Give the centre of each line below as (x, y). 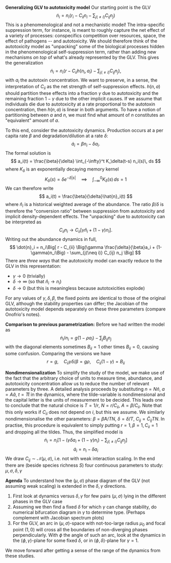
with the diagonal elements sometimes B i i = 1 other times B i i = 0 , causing (82, 348)
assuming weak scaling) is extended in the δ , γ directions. (66, 486)
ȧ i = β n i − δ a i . (86, 144)
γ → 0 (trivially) (29, 276)
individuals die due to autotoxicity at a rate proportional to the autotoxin (80, 104)
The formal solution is (28, 153)
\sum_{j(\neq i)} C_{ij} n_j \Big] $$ (105, 253)
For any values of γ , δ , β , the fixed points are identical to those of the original (86, 298)
